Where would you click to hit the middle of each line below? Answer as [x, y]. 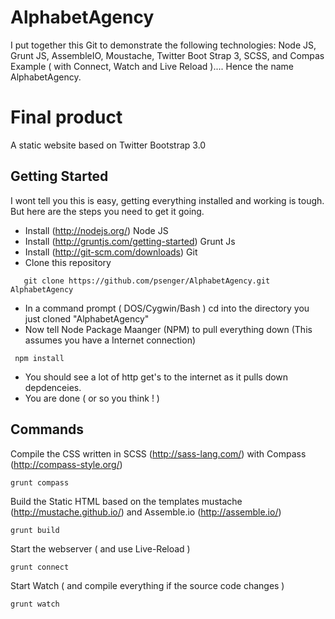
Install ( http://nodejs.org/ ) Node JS [96, 230]
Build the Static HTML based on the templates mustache [126, 501]
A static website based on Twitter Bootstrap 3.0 [108, 145]
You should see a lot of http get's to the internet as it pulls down [156, 377]
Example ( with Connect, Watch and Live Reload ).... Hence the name [152, 66]
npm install [39, 358]
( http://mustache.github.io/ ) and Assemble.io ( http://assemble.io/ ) [146, 512]
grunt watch [35, 604]
